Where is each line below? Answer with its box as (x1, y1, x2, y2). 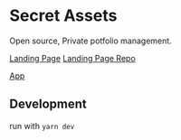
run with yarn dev (9, 120, 75, 131)
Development (9, 97, 88, 112)
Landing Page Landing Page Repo (9, 52, 136, 63)
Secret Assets (9, 5, 118, 26)
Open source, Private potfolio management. (9, 35, 172, 46)
